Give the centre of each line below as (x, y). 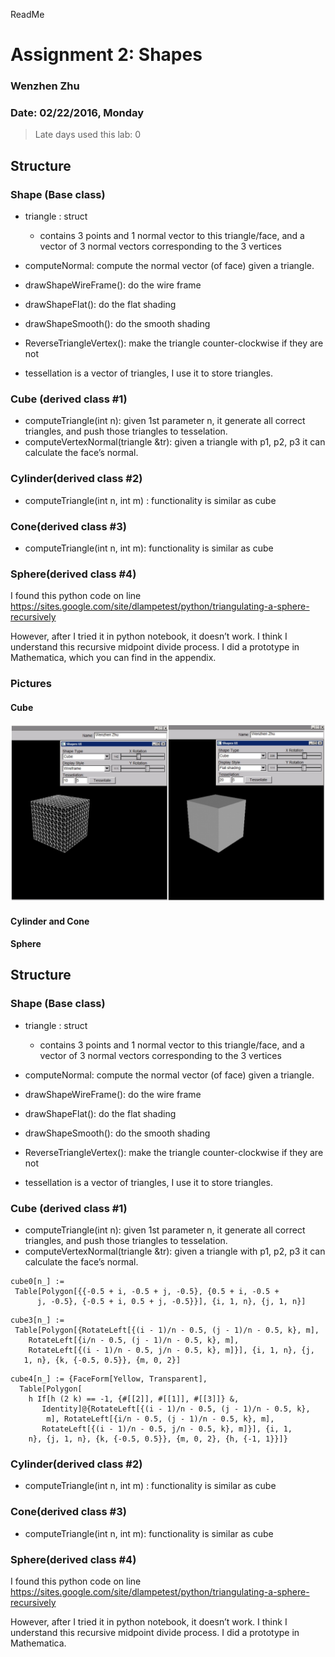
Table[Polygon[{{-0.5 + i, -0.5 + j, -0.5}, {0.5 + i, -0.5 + (147, 1292)
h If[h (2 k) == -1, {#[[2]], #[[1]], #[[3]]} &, (134, 1399)
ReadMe (27, 14)
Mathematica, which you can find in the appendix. (113, 658)
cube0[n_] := (37, 1282)
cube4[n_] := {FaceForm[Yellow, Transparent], (109, 1379)
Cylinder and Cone (50, 921)
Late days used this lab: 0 (88, 135)
